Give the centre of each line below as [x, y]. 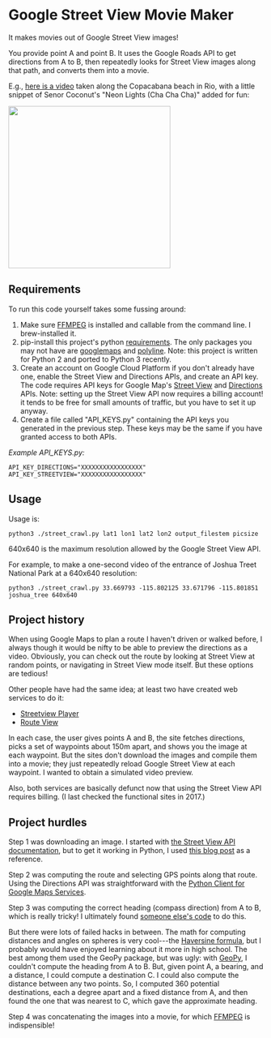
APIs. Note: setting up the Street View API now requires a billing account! [142, 393]
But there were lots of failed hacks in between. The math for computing [127, 932]
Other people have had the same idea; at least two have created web [123, 689]
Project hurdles [48, 822]
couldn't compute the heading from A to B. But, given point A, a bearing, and [136, 967]
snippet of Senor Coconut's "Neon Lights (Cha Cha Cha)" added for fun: [129, 94]
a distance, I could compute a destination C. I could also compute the [124, 976]
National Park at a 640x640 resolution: [73, 573]
